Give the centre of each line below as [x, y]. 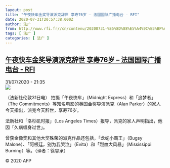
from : [11, 29]
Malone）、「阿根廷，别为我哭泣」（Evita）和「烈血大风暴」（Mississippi [78, 144]
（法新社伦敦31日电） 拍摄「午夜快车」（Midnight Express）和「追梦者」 [80, 97]
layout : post [19, 10]
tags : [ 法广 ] [20, 33]
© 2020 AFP [18, 160]
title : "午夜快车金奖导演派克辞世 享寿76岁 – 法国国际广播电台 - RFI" [72, 15]
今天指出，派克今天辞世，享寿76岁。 [44, 110]
